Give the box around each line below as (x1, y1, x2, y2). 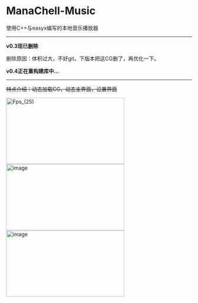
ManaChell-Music (6, 4, 96, 18)
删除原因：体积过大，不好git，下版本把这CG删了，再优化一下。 (6, 55, 160, 62)
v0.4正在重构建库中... (6, 67, 60, 74)
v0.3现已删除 (6, 42, 38, 50)
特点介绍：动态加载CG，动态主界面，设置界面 (6, 85, 117, 93)
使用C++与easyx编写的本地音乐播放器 (6, 24, 98, 31)
